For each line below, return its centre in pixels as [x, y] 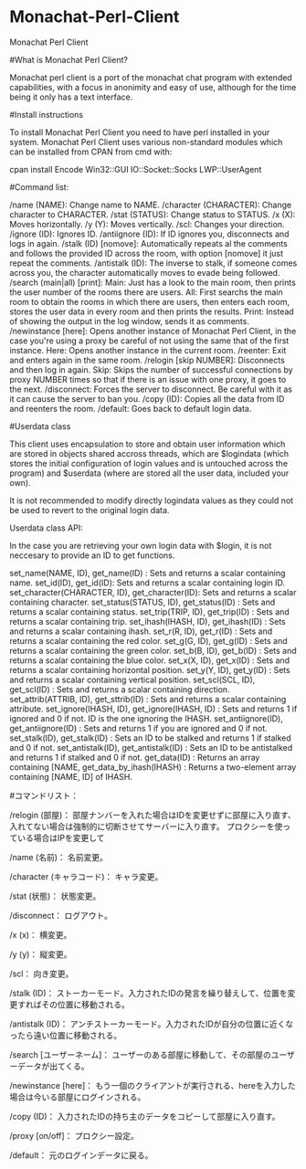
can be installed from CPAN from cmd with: [91, 152]
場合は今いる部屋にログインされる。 [78, 1097]
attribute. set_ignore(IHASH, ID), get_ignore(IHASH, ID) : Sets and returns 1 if [153, 709]
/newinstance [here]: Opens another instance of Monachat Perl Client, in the [153, 331]
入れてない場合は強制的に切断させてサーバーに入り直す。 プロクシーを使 [146, 826]
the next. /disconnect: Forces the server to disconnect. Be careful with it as [151, 389]
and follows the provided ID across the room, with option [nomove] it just [147, 253]
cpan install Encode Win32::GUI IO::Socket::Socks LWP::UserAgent [136, 169]
